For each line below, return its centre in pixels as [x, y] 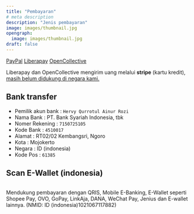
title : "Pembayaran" [31, 11]
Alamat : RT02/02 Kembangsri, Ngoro [60, 136]
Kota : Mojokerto [35, 142]
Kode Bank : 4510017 [39, 130]
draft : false [22, 45]
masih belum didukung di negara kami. [53, 78]
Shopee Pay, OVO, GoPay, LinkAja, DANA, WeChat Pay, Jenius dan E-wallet [97, 198]
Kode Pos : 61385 [35, 154]
